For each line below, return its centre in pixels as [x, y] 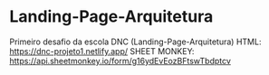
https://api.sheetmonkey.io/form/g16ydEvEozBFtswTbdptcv [120, 61]
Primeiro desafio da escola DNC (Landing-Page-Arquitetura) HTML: [135, 42]
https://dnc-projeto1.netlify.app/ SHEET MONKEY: [102, 51]
